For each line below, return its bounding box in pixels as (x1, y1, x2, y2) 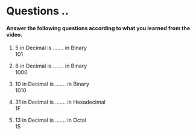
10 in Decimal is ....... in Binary (14, 80, 89, 88)
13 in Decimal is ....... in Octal (14, 116, 86, 124)
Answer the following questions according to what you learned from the (6, 24, 191, 31)
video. (6, 31, 23, 38)
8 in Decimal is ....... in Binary (14, 62, 87, 70)
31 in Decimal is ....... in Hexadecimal (14, 98, 106, 106)
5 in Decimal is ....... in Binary (14, 44, 87, 52)
